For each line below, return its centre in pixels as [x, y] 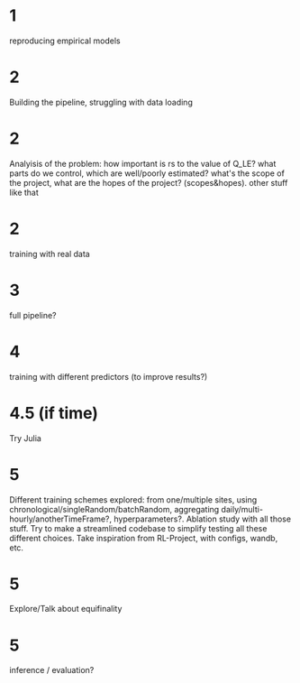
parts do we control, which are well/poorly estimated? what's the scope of [147, 173]
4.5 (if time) [54, 413]
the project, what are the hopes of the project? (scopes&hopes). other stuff [149, 182]
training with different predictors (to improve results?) [109, 376]
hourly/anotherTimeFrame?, [61, 519]
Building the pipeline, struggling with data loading [101, 102]
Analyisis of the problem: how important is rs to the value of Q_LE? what [143, 163]
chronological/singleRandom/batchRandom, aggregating [114, 509]
